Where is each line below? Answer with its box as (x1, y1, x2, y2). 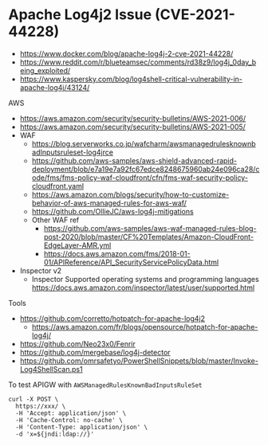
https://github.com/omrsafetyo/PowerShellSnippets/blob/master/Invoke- (19, 356, 259, 366)
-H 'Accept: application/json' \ (15, 409, 127, 417)
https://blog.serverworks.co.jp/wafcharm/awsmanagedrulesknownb (31, 139, 257, 148)
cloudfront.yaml (31, 181, 85, 190)
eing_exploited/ (19, 65, 71, 75)
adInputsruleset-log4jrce (31, 147, 114, 157)
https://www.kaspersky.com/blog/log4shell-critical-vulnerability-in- (19, 74, 243, 84)
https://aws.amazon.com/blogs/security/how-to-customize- (31, 190, 230, 199)
